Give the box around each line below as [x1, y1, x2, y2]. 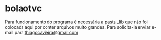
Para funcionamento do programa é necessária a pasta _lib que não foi [5, 19, 148, 25]
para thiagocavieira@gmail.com [14, 29, 79, 35]
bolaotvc [5, 3, 42, 14]
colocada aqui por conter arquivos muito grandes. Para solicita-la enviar [5, 24, 151, 30]
